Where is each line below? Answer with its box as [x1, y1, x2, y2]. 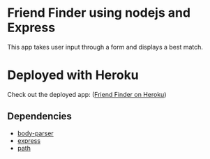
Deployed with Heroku [7, 68, 140, 83]
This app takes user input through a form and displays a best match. [7, 43, 204, 51]
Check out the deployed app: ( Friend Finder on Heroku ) [7, 90, 167, 98]
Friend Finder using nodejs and [7, 5, 190, 21]
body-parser [17, 129, 54, 137]
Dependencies [7, 110, 72, 123]
